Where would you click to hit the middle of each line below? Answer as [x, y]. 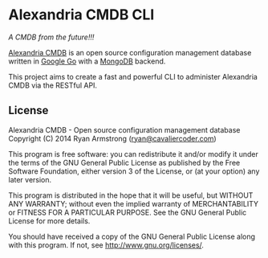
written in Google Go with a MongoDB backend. [87, 61]
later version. [30, 179]
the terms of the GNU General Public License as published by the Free [124, 162]
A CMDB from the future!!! [51, 37]
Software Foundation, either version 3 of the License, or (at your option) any [134, 171]
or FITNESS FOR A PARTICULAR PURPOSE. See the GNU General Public [128, 212]
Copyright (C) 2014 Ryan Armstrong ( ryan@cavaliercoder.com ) [112, 138]
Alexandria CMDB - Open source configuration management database [124, 129]
